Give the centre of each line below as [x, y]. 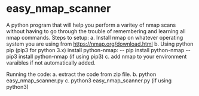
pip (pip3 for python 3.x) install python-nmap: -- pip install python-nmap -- [99, 50]
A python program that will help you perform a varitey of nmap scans [91, 25]
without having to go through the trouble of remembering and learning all [96, 31]
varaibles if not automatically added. [51, 63]
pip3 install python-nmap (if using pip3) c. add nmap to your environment [97, 56]
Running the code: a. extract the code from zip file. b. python [81, 74]
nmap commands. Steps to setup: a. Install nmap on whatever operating [95, 37]
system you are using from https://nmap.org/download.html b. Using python [100, 44]
